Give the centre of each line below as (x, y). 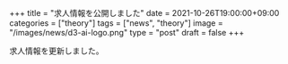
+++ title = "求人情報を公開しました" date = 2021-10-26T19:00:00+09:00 (144, 13)
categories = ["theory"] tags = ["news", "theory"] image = (116, 23)
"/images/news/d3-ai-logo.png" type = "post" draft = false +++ (127, 32)
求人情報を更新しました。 (57, 51)
